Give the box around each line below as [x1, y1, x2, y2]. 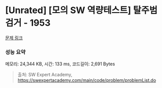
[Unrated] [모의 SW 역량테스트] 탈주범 [5, 5, 157, 16]
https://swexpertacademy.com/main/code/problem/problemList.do [17, 77, 156, 83]
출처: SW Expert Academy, [17, 71, 72, 78]
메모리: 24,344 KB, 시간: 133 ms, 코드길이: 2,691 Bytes [5, 61, 115, 67]
